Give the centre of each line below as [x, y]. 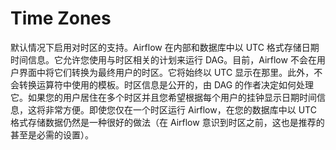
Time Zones [61, 18]
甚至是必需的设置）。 [52, 134]
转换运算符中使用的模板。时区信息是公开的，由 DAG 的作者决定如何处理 [166, 84]
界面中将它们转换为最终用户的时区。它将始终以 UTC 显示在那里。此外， [166, 72]
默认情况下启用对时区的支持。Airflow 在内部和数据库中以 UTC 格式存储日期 [165, 47]
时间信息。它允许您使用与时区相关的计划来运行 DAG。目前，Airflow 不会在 [163, 59]
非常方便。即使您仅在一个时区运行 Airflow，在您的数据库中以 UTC [180, 109]
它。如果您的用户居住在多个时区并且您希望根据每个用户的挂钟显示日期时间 [163, 97]
